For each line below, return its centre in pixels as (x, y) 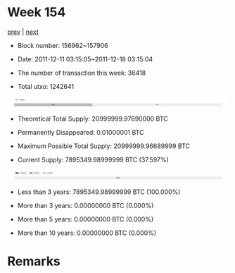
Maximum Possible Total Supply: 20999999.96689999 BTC (104, 146)
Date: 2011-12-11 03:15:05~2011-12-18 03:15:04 (85, 59)
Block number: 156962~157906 (63, 45)
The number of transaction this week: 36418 (82, 73)
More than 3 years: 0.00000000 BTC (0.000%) (85, 206)
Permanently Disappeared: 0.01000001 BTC (81, 133)
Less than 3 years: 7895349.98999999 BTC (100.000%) (99, 192)
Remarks (34, 261)
